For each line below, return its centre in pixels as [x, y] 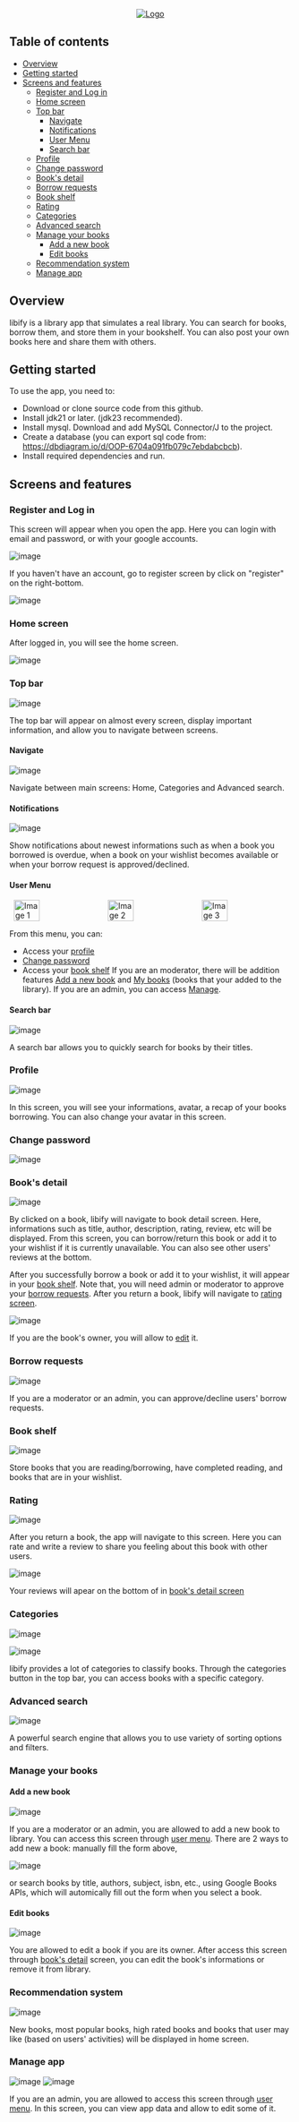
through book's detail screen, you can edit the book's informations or [137, 1960]
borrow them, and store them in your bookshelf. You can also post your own [149, 332]
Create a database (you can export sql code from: [114, 437]
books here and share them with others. [83, 341]
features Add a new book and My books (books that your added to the [152, 980]
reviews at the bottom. [51, 1257]
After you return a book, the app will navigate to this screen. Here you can [145, 1537]
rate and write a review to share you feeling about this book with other [139, 1547]
